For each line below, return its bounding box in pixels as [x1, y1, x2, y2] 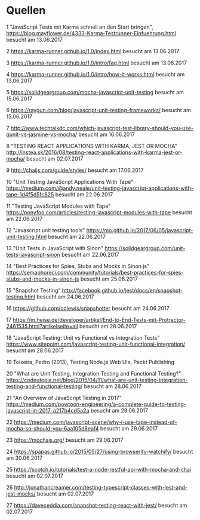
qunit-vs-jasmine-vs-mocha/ [6, 131, 78, 138]
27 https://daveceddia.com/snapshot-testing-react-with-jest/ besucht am [6, 501, 187, 509]
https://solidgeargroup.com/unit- [104, 244, 186, 251]
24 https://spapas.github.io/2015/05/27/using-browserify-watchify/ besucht [6, 448, 193, 455]
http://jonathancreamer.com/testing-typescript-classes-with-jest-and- [14, 484, 188, 491]
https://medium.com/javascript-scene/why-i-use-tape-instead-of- [14, 419, 177, 426]
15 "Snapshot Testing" [6, 287, 61, 294]
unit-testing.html [6, 233, 47, 240]
